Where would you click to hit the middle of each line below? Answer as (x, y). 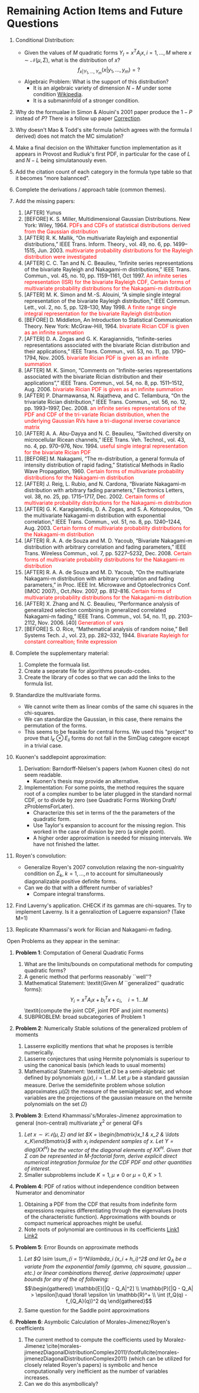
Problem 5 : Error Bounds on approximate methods (77, 1248)
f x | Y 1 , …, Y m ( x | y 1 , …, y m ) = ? (109, 71)
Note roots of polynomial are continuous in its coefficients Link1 (102, 1230)
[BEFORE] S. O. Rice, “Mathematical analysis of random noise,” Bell (106, 629)
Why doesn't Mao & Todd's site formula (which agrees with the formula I (103, 129)
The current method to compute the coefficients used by (93, 1340)
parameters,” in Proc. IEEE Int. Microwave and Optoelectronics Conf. (107, 585)
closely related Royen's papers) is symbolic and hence (91, 1365)
